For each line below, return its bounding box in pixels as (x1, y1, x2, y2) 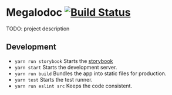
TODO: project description (6, 25, 70, 32)
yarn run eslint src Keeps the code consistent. (14, 82, 133, 89)
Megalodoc (6, 6, 63, 19)
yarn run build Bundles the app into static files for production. (14, 70, 167, 77)
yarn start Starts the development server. (14, 64, 117, 71)
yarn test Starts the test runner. (14, 76, 93, 83)
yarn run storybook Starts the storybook (14, 57, 113, 64)
